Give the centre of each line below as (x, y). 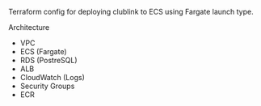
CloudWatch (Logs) (52, 77)
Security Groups (47, 86)
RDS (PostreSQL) (49, 60)
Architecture (29, 27)
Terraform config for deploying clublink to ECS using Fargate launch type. (131, 12)
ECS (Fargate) (43, 51)
